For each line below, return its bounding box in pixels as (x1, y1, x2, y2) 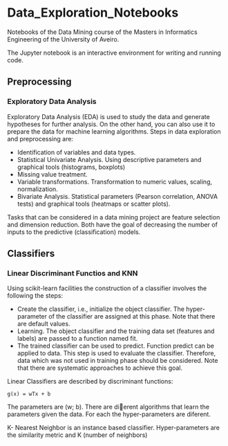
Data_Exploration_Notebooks (7, 5, 179, 21)
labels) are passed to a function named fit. (17, 334, 138, 343)
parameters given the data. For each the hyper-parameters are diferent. (7, 410, 211, 418)
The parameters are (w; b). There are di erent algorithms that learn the (7, 403, 209, 411)
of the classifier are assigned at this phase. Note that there (48, 312, 216, 321)
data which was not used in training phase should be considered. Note (17, 357, 218, 365)
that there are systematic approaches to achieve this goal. (17, 364, 183, 372)
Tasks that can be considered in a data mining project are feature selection (7, 213, 220, 221)
